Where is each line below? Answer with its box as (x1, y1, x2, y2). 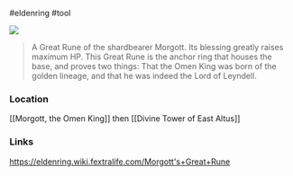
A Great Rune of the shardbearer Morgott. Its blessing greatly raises (31, 42, 284, 52)
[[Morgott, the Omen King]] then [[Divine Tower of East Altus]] (9, 113, 241, 124)
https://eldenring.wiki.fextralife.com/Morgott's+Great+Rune (9, 156, 231, 167)
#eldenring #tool (9, 8, 71, 18)
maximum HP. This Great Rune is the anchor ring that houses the (31, 51, 272, 62)
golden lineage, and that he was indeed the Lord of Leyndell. (31, 71, 257, 81)
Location (9, 92, 50, 105)
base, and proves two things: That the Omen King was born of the (31, 61, 277, 71)
